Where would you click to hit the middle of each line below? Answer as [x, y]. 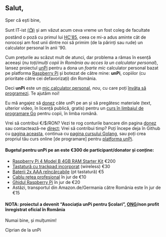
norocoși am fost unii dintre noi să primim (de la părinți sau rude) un [74, 42]
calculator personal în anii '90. [36, 48]
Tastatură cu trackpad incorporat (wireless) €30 [61, 167]
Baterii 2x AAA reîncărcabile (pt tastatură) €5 [58, 172]
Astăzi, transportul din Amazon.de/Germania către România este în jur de [86, 187]
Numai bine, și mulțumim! [31, 221]
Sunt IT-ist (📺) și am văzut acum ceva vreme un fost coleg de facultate [78, 30]
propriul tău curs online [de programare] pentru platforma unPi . [69, 139]
